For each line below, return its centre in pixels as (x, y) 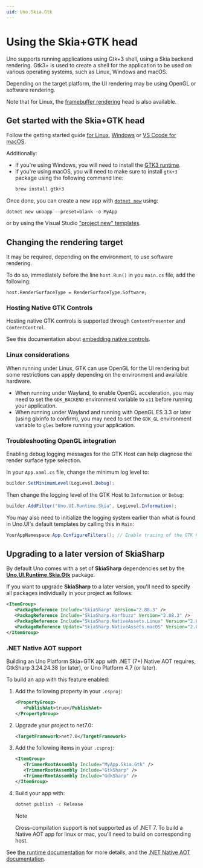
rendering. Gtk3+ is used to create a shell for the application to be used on (99, 65)
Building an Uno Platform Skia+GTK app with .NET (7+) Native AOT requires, (101, 661)
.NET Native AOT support (44, 648)
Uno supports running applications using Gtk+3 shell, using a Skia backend (100, 59)
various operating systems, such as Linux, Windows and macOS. (87, 72)
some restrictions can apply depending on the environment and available (97, 374)
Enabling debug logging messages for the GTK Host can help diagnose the (99, 454)
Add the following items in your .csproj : (65, 748)
